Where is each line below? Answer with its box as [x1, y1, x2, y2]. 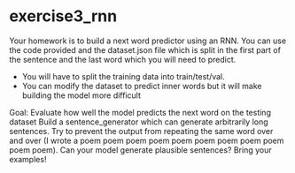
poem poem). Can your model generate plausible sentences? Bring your [9, 144, 272, 155]
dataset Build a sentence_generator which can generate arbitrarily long [9, 117, 268, 127]
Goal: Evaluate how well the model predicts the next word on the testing [9, 107, 272, 117]
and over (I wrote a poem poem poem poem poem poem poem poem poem [9, 135, 284, 146]
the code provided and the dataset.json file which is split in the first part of [9, 44, 282, 55]
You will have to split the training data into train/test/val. [21, 71, 226, 81]
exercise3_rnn [9, 6, 118, 26]
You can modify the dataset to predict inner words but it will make [21, 80, 262, 91]
